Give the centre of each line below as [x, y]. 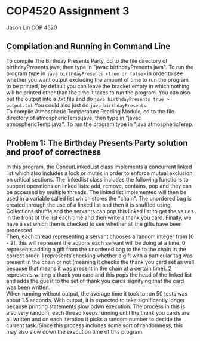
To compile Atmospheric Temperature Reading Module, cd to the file [90, 111]
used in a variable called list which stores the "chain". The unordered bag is [99, 198]
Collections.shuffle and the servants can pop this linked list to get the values [100, 211]
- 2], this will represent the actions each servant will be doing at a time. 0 [96, 242]
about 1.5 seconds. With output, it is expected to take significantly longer [96, 300]
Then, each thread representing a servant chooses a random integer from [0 [100, 236]
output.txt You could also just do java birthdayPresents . [77, 105]
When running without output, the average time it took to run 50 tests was [97, 293]
